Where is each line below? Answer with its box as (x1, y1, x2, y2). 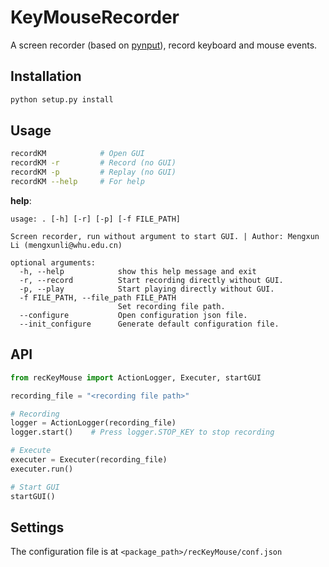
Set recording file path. (117, 301, 226, 311)
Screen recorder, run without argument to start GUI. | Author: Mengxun (10, 231, 320, 241)
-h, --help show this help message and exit (19, 266, 257, 276)
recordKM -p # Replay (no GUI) (10, 167, 177, 178)
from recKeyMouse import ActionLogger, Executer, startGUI (10, 372, 262, 383)
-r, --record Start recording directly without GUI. (19, 275, 284, 285)
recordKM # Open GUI (10, 149, 145, 159)
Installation (10, 68, 82, 85)
